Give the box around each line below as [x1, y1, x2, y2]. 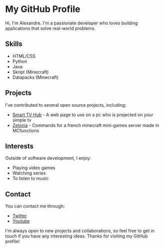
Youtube [12, 218, 30, 224]
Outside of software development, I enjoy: [5, 155, 91, 161]
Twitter [12, 213, 27, 219]
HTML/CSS [12, 53, 36, 59]
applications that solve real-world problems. [5, 25, 96, 31]
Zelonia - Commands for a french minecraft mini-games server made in [12, 122, 160, 128]
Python [12, 58, 27, 64]
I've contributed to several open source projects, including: [5, 102, 127, 108]
